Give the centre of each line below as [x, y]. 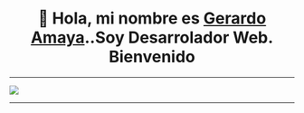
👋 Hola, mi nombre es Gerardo [152, 19]
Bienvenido [152, 57]
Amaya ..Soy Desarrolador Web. [152, 38]
